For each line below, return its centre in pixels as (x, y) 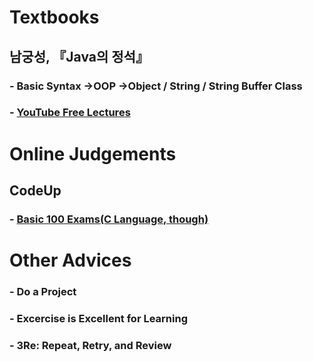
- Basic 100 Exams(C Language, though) (109, 219)
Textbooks (54, 17)
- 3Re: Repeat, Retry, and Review (90, 345)
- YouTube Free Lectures (70, 113)
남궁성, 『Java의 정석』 (79, 56)
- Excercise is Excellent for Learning (99, 318)
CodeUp (35, 190)
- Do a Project (43, 292)
